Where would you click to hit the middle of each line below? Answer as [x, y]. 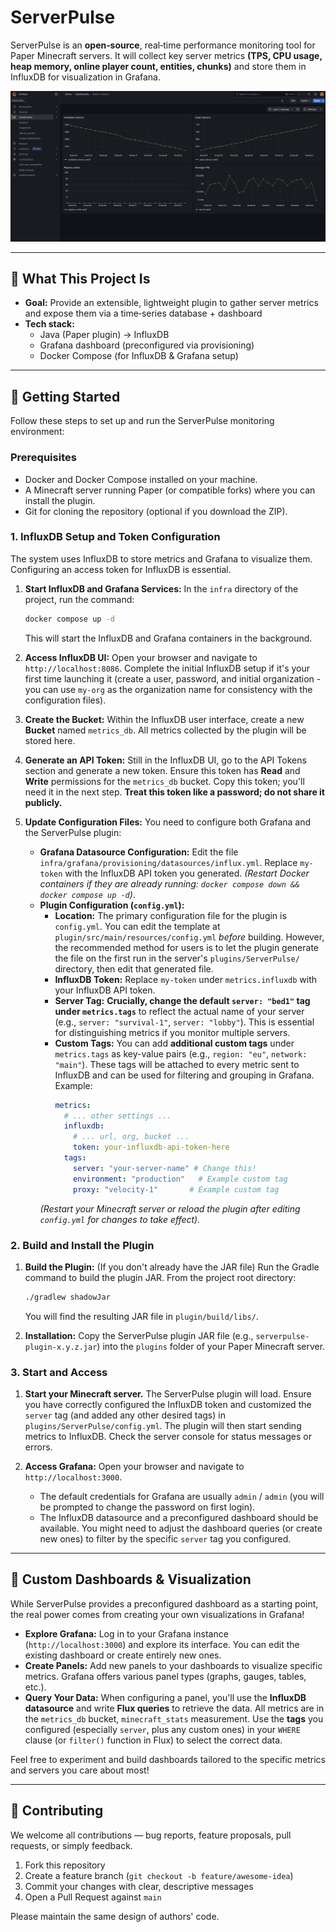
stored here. [50, 740]
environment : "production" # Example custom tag [180, 1179]
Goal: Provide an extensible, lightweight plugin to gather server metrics [171, 303]
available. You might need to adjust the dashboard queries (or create [181, 1528]
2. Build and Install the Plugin [82, 1245]
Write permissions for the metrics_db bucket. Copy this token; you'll [164, 781]
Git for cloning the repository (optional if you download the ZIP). [156, 511]
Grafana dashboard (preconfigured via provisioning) [147, 345]
